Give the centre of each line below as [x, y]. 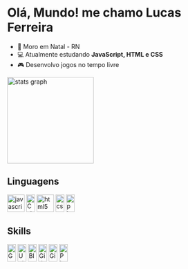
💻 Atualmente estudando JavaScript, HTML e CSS [90, 54]
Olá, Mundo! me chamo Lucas [94, 13]
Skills [19, 231]
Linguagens [33, 182]
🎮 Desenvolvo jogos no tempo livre [68, 64]
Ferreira [30, 27]
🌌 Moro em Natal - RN [48, 46]
